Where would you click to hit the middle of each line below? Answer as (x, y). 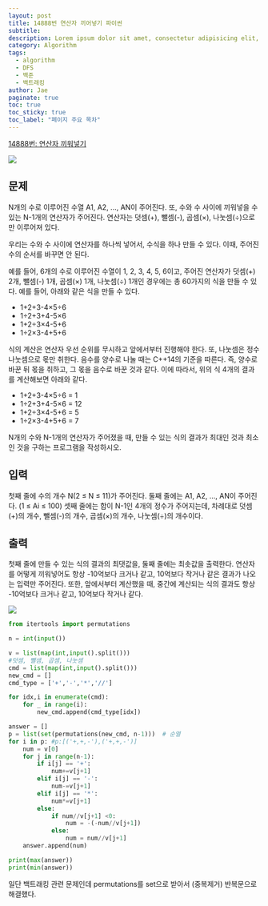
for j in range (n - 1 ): (58, 756)
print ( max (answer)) (41, 860)
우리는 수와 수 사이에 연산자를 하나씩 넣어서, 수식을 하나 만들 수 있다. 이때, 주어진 (134, 244)
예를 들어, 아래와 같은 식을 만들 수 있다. (79, 291)
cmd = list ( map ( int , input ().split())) (73, 668)
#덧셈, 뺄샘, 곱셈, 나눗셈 (46, 660)
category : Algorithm (43, 46)
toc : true (25, 105)
